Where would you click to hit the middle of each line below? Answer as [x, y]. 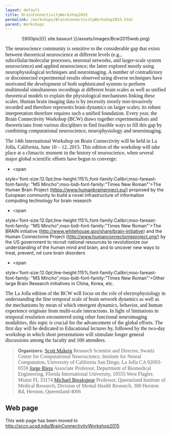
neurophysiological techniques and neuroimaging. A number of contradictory [84, 72]
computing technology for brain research [48, 200]
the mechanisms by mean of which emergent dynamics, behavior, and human [84, 305]
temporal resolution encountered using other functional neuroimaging [76, 317]
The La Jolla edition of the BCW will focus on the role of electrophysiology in [86, 293]
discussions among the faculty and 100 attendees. [56, 340]
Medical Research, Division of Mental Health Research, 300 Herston [88, 386]
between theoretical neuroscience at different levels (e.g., [64, 55]
